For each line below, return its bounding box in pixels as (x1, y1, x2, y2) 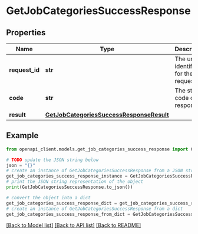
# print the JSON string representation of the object (6, 179, 144, 185)
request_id (9, 66, 40, 74)
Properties (6, 28, 46, 38)
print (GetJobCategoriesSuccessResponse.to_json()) (6, 184, 133, 190)
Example (6, 131, 39, 141)
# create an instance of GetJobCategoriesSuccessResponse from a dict (6, 206, 183, 212)
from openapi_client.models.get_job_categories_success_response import (6, 146, 189, 152)
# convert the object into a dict (6, 195, 91, 200)
